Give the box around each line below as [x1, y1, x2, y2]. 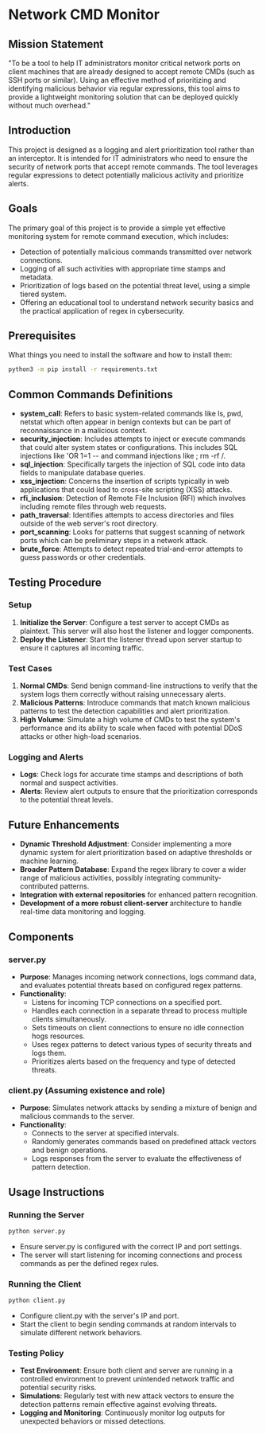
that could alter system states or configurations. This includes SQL [19, 443, 238, 452]
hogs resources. [31, 1031, 86, 1041]
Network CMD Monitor [8, 6, 160, 24]
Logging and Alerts [8, 752, 84, 763]
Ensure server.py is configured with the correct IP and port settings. [19, 1241, 242, 1251]
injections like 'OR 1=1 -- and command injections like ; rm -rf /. [19, 451, 226, 461]
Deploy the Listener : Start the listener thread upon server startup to [19, 635, 242, 644]
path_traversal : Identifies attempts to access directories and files [19, 510, 234, 520]
